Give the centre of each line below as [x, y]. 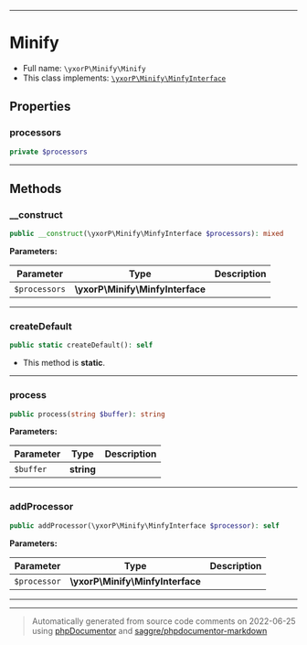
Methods [36, 188]
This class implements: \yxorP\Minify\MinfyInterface [124, 78]
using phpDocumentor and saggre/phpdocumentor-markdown [149, 630]
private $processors [49, 152]
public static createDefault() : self [81, 345]
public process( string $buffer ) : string [88, 414]
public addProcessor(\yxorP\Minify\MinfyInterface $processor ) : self [145, 526]
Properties [40, 107]
